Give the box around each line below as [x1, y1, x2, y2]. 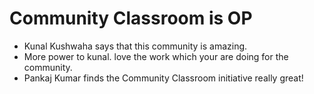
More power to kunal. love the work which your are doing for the [23, 50, 289, 62]
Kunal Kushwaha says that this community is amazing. [23, 40, 248, 52]
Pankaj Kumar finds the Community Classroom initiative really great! [23, 72, 304, 84]
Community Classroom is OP [9, 7, 253, 30]
